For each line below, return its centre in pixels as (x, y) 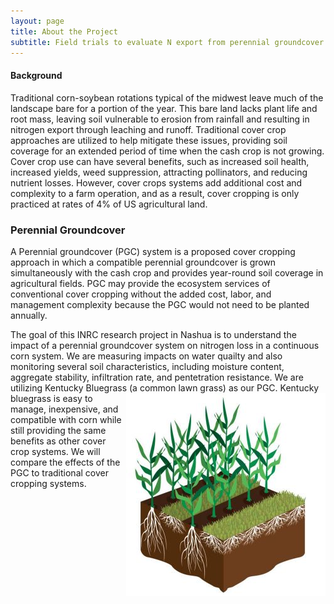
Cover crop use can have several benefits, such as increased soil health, (160, 161)
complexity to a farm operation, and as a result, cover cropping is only (155, 193)
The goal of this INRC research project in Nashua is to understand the (153, 334)
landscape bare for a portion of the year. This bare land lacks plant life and (164, 108)
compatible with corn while (66, 419)
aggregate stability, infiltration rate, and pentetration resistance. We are (157, 377)
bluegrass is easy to (51, 398)
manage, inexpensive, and (64, 409)
